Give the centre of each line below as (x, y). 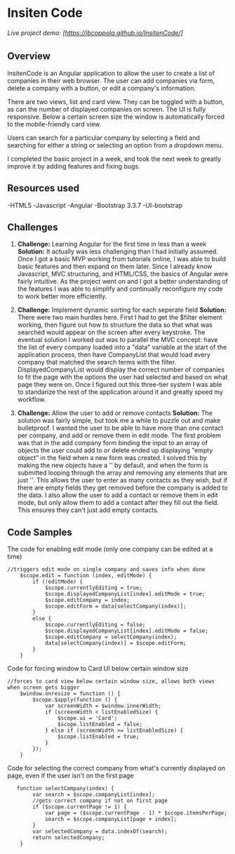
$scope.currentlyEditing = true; (93, 588)
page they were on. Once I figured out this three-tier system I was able (120, 385)
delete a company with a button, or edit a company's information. (102, 88)
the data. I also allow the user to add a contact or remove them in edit (118, 495)
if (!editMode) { (58, 582)
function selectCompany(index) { (65, 789)
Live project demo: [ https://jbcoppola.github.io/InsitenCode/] (95, 32)
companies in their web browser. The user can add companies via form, (111, 80)
